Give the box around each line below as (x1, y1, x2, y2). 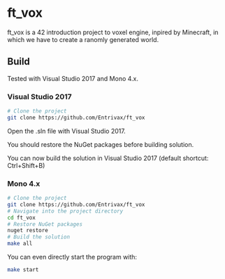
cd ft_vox (7, 214, 36, 221)
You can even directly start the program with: (7, 253, 138, 262)
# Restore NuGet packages (7, 220, 82, 228)
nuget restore (7, 227, 49, 234)
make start (7, 266, 39, 273)
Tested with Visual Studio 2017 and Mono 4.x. (7, 74, 138, 83)
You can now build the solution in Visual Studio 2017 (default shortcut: (7, 154, 209, 162)
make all (7, 240, 33, 248)
